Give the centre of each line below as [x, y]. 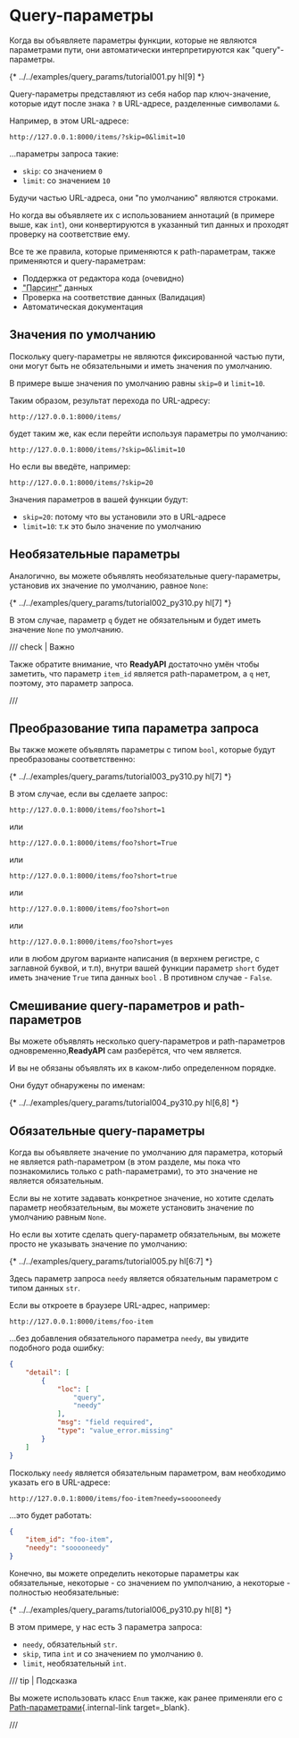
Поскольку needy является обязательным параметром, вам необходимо [148, 1473]
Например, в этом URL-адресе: [69, 121]
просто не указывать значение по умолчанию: [98, 1244]
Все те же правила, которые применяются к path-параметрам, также [142, 251]
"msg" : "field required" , [105, 1423]
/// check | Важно [42, 647]
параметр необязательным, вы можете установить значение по [132, 1208]
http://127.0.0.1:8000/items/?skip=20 [81, 483]
